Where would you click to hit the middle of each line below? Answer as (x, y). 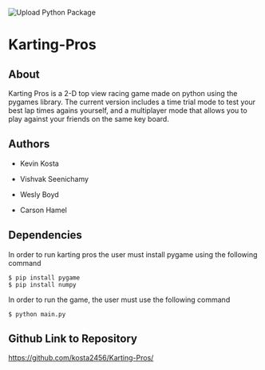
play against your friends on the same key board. (89, 119)
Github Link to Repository (73, 339)
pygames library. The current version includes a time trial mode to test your (132, 102)
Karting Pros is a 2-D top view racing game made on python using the (123, 93)
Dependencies (45, 235)
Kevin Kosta (40, 163)
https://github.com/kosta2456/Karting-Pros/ (81, 358)
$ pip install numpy (43, 284)
